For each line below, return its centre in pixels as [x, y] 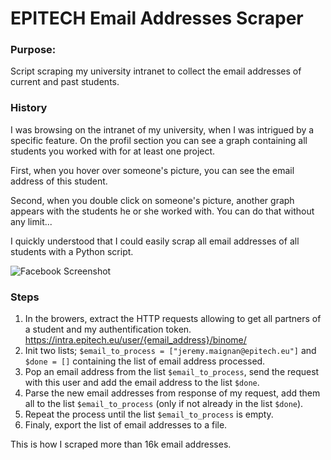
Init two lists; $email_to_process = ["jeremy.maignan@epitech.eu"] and [170, 351]
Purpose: [33, 50]
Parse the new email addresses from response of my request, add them [172, 393]
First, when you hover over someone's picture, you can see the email [152, 170]
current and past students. [65, 82]
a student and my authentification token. [108, 329]
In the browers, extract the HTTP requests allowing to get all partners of [173, 319]
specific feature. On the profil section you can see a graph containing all [159, 140]
